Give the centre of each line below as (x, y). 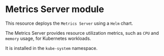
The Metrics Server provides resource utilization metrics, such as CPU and (82, 33)
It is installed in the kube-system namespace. (52, 48)
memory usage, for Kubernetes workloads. (48, 38)
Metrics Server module (55, 9)
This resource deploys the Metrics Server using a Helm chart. (69, 23)
